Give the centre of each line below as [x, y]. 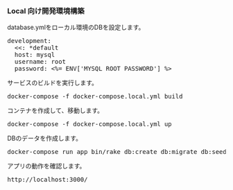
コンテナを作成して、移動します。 [55, 111]
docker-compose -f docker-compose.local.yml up [89, 124]
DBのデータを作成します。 [44, 138]
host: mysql [35, 55]
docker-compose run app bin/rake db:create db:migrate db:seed [117, 152]
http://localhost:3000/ [48, 180]
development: [29, 41]
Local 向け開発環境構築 [46, 10]
